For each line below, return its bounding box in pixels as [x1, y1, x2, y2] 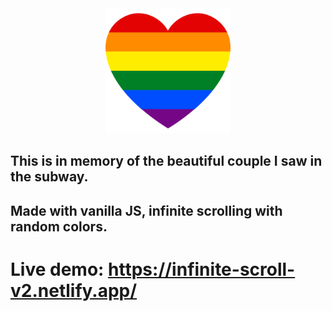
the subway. [10, 168, 89, 186]
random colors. [10, 218, 108, 235]
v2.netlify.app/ [10, 279, 138, 302]
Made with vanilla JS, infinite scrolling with [10, 202, 283, 219]
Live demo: [10, 258, 105, 281]
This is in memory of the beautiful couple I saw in [10, 153, 323, 170]
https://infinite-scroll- [108, 258, 296, 281]
